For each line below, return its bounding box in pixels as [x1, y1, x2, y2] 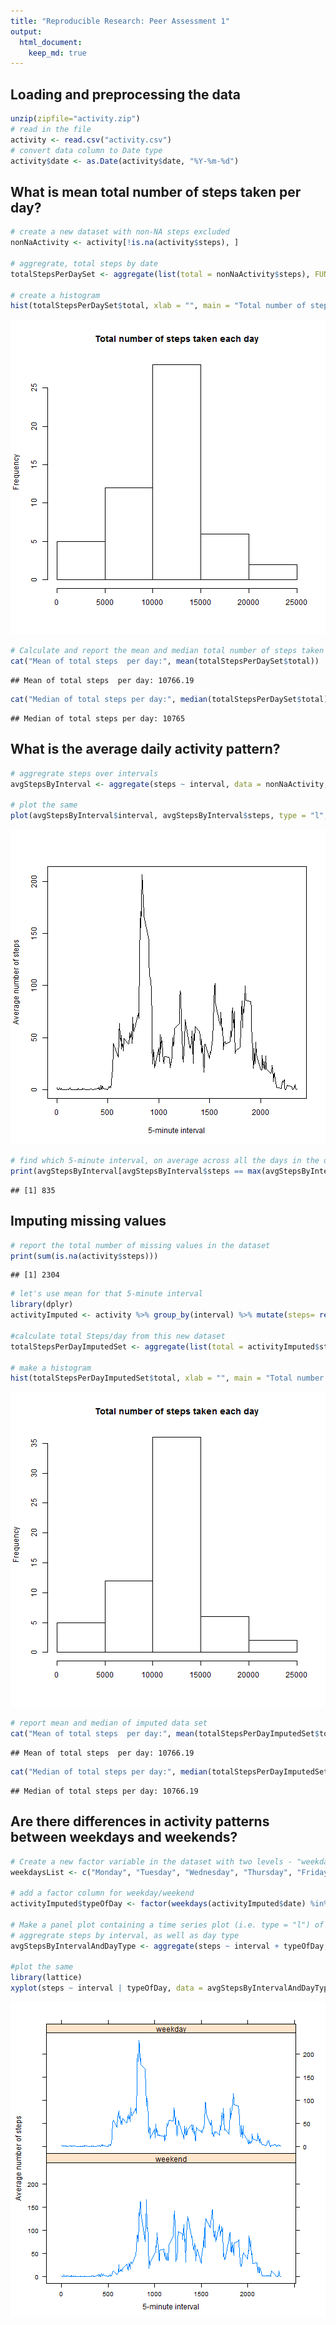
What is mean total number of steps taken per [10, 183, 302, 200]
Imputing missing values [10, 1213, 167, 1230]
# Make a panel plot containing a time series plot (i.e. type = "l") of [10, 1920, 325, 1930]
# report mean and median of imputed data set [10, 1718, 208, 1729]
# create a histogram [10, 290, 101, 300]
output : [10, 26, 43, 37]
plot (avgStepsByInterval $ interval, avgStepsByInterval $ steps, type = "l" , [10, 811, 329, 821]
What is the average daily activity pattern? [10, 741, 281, 758]
